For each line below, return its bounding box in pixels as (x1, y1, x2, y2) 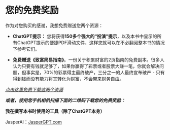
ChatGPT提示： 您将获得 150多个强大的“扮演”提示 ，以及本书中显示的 (12, 33, 157, 39)
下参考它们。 (12, 46, 40, 52)
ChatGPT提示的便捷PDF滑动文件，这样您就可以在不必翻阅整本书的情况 (17, 39, 165, 46)
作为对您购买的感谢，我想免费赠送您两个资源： (5, 22, 103, 28)
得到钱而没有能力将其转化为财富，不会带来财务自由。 (12, 76, 124, 82)
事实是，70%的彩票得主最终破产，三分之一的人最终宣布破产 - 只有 (26, 69, 165, 75)
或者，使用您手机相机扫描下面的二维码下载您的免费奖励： (5, 97, 125, 103)
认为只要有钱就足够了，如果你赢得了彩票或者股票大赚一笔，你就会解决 (12, 63, 160, 69)
